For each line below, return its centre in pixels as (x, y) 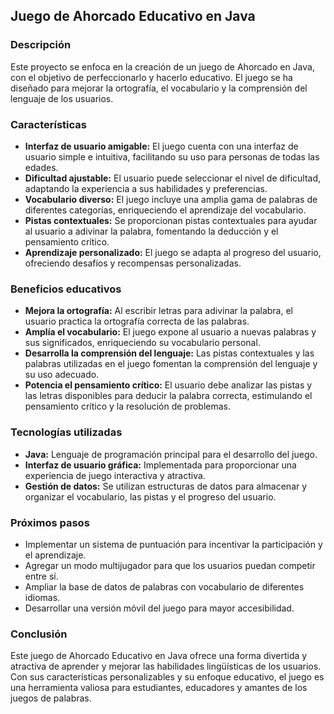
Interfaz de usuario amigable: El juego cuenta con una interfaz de (161, 146)
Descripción (41, 45)
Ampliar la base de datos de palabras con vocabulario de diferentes (164, 586)
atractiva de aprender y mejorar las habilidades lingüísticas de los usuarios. (166, 666)
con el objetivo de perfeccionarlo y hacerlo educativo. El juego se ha (151, 77)
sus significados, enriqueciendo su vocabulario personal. (142, 343)
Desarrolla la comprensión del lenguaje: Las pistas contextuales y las (169, 353)
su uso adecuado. (62, 375)
